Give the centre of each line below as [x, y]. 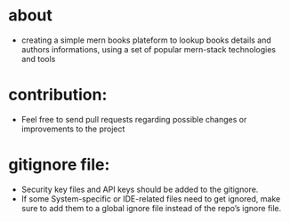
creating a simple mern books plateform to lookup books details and [146, 40]
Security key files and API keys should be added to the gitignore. [140, 189]
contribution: [58, 95]
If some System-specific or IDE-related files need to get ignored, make [151, 198]
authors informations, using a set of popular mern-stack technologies [149, 49]
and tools [38, 59]
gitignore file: [59, 165]
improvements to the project [73, 129]
